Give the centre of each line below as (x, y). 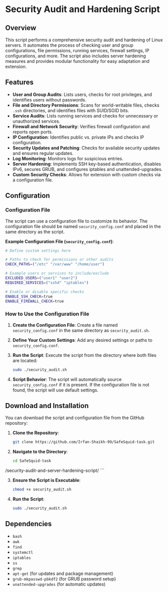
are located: (25, 360)
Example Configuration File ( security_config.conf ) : (60, 241)
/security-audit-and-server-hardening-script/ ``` (55, 470)
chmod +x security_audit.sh (42, 489)
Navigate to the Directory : (40, 452)
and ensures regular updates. (43, 153)
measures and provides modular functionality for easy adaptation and (77, 61)
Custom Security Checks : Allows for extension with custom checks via (87, 174)
